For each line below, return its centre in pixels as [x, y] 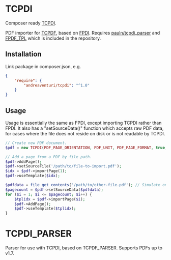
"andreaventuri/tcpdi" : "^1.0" [57, 85]
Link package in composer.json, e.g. [43, 66]
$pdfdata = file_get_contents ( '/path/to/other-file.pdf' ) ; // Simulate [83, 185]
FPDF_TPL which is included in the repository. [53, 38]
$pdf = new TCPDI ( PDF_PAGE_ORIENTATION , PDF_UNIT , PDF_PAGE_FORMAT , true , [86, 148]
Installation [23, 54]
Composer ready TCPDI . [31, 23]
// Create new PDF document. [36, 143]
